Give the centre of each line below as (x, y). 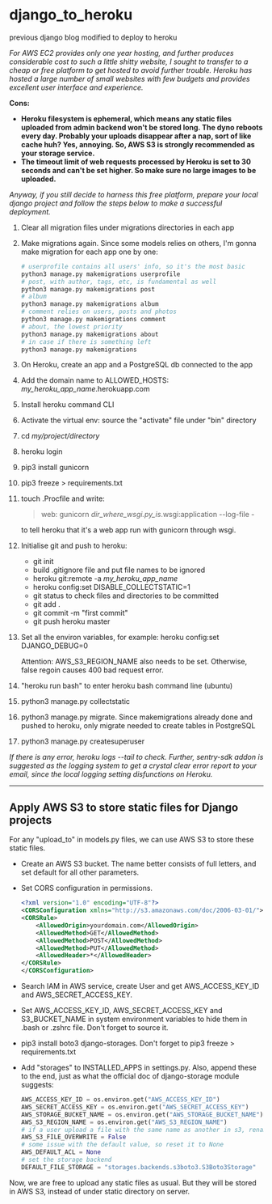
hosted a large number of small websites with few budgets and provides (130, 78)
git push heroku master (71, 621)
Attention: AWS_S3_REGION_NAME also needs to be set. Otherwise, (134, 662)
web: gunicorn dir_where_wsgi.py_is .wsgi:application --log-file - (148, 515)
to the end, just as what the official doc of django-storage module (130, 1076)
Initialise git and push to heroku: (74, 546)
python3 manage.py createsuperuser (82, 741)
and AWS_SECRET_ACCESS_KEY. (76, 994)
